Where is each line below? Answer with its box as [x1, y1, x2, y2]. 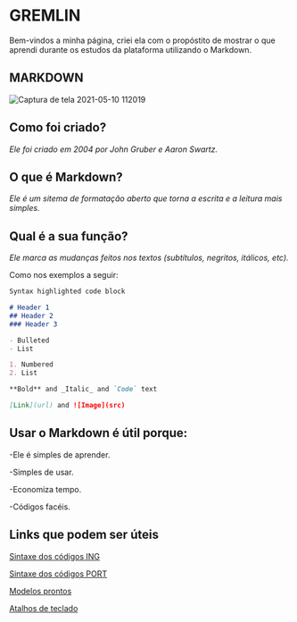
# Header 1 [9, 303, 50, 313]
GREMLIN [9, 5, 81, 26]
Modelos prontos [9, 585, 72, 596]
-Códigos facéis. [9, 501, 71, 512]
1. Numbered [9, 360, 54, 369]
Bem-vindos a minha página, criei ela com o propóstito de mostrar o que [9, 35, 276, 46]
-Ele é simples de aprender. [9, 449, 111, 460]
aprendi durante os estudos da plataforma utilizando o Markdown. [9, 44, 252, 55]
